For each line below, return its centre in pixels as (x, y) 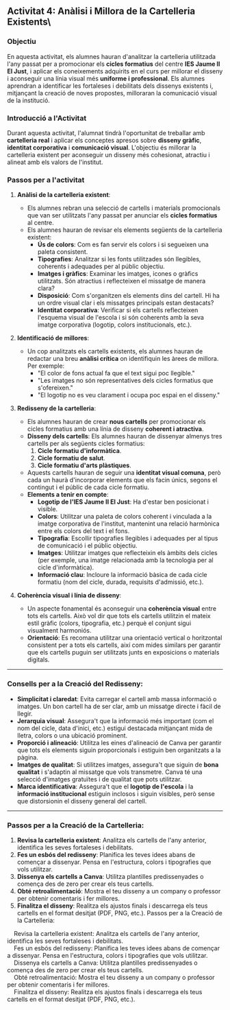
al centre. (41, 223)
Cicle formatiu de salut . (71, 458)
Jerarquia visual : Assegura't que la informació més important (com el (115, 720)
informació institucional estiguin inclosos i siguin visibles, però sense (116, 794)
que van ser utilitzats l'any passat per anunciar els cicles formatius (122, 215)
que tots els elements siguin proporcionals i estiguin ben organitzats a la (119, 750)
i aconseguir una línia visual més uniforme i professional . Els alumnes (106, 78)
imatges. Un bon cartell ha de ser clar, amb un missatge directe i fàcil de (119, 706)
